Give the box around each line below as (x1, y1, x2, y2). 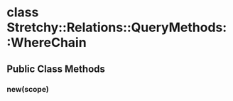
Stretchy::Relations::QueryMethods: (6, 19, 227, 36)
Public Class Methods (6, 63, 106, 75)
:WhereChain (6, 35, 87, 51)
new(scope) (6, 84, 49, 94)
